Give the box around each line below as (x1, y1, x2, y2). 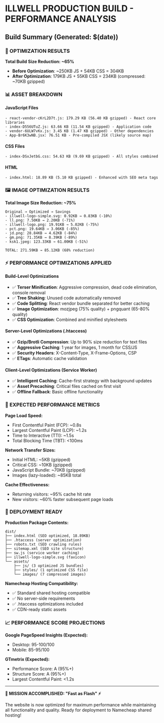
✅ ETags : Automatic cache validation (12, 356, 87, 361)
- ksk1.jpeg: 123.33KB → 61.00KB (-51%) (5, 239, 89, 244)
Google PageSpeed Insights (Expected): (5, 632, 88, 638)
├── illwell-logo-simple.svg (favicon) (5, 555, 86, 560)
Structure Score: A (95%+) (12, 671, 66, 677)
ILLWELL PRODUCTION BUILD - (5, 3, 134, 14)
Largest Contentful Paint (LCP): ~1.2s (12, 427, 87, 433)
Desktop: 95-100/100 (12, 642, 55, 648)
